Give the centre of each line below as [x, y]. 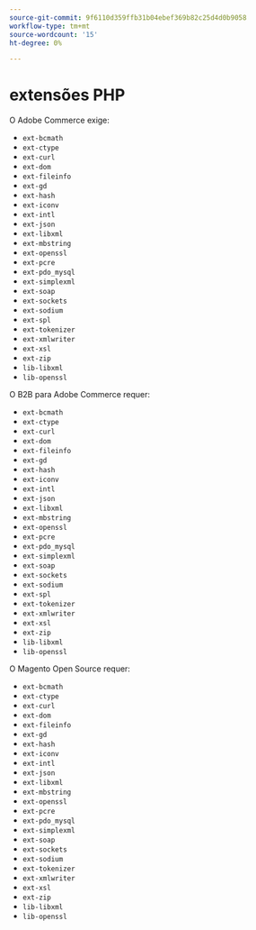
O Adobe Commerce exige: [60, 120]
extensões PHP [67, 95]
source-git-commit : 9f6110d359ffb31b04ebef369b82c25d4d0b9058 [128, 18]
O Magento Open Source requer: [70, 669]
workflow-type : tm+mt [50, 26]
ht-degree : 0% [36, 43]
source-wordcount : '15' [54, 34]
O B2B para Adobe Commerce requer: [80, 395]
